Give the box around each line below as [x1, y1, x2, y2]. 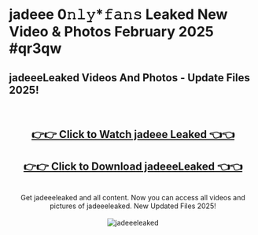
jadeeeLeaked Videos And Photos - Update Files [9, 71, 250, 84]
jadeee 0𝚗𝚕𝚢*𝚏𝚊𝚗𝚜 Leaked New [9, 6, 228, 24]
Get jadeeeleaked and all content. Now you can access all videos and [20, 193, 246, 203]
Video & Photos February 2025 [9, 23, 215, 41]
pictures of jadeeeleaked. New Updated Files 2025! [50, 201, 216, 211]
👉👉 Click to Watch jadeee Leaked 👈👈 [31, 128, 235, 141]
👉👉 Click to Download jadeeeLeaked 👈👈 [23, 159, 243, 173]
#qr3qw [9, 39, 62, 58]
